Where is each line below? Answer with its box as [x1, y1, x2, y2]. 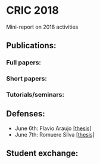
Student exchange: [6, 148, 79, 159]
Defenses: [6, 109, 46, 119]
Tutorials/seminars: [6, 91, 64, 99]
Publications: [6, 41, 57, 51]
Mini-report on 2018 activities [6, 23, 79, 30]
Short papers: [6, 75, 48, 83]
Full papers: [6, 58, 42, 67]
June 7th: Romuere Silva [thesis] [14, 131, 95, 138]
